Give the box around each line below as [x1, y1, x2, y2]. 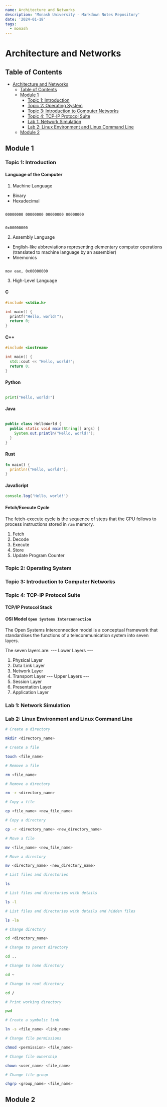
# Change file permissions [5, 1036, 62, 1041]
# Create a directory [5, 727, 51, 732]
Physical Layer [12, 657, 43, 663]
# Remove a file [5, 763, 39, 768]
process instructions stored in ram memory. [5, 521, 94, 527]
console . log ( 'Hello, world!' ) [5, 494, 69, 499]
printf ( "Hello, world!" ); [10, 314, 64, 319]
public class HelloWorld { [5, 422, 62, 427]
